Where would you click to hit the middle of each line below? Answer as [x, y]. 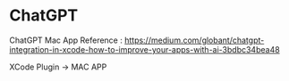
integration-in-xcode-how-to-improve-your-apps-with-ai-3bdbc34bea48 [144, 49]
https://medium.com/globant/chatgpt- [194, 40]
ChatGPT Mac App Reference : [66, 40]
